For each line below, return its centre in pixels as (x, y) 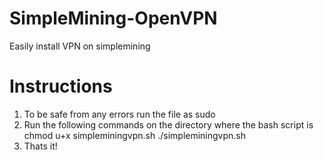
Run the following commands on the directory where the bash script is (168, 124)
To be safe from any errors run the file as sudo (119, 114)
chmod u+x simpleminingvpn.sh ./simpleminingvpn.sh (135, 135)
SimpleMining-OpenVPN (113, 18)
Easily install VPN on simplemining (80, 46)
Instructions (61, 86)
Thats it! (40, 146)
